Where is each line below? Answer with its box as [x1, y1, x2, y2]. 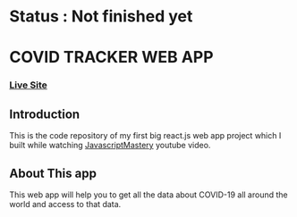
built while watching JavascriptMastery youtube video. [9, 140, 211, 151]
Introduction [9, 106, 81, 121]
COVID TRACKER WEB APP [9, 47, 214, 68]
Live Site [9, 79, 47, 91]
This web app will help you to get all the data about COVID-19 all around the [9, 189, 288, 200]
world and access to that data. [9, 198, 122, 209]
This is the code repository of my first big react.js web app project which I [9, 130, 282, 141]
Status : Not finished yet [9, 6, 193, 27]
